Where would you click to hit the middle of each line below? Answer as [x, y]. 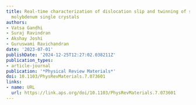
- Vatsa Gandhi [24, 28]
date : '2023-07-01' [30, 50]
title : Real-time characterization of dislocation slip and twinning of [96, 11]
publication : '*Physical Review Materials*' [61, 71]
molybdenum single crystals [45, 17]
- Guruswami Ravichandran [37, 44]
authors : [17, 22]
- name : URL [20, 87]
